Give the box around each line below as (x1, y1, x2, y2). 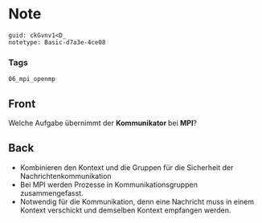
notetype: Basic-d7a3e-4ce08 (8, 38, 106, 47)
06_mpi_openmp (8, 75, 56, 83)
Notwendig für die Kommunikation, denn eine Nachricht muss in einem (19, 197, 255, 206)
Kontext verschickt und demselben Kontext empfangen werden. (19, 205, 231, 215)
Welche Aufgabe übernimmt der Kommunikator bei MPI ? (8, 118, 198, 128)
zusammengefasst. (19, 188, 84, 197)
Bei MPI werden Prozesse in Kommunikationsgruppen (19, 180, 199, 189)
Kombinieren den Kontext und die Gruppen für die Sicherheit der (19, 162, 234, 172)
